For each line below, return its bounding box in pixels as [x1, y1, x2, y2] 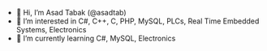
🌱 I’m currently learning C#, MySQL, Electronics [15, 33, 176, 43]
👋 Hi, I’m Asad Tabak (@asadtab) [15, 8, 127, 17]
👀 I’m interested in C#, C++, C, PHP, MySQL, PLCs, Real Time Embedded [15, 16, 260, 26]
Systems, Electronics [15, 25, 87, 34]
